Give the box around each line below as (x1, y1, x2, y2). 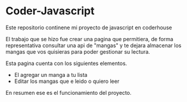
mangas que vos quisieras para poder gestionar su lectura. (5, 48, 150, 55)
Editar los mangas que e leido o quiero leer (14, 78, 120, 85)
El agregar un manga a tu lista (14, 71, 88, 78)
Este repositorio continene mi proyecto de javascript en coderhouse (5, 24, 172, 31)
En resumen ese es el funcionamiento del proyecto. (5, 89, 132, 96)
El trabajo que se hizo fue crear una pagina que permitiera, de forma (5, 35, 174, 42)
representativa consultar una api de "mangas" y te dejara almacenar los (5, 42, 182, 49)
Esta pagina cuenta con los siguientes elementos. (5, 60, 127, 67)
